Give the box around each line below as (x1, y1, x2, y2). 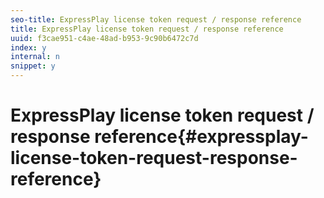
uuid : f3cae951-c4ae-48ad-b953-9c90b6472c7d (10, 33, 199, 43)
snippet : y (10, 61, 56, 71)
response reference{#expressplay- (10, 126, 309, 148)
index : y (10, 42, 47, 53)
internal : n (10, 52, 60, 62)
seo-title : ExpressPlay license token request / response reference (10, 14, 302, 25)
